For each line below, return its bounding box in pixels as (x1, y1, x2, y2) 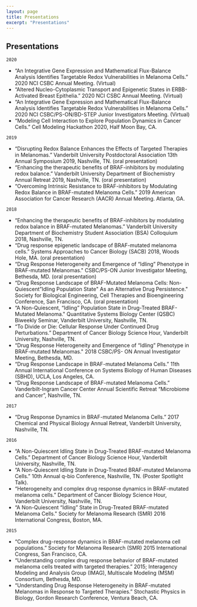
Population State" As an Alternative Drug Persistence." (56, 286, 188, 293)
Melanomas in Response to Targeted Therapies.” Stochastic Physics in (14, 588, 186, 595)
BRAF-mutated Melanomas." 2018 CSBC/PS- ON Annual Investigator (14, 348, 181, 355)
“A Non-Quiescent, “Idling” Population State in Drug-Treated (14, 304, 161, 312)
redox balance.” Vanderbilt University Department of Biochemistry (14, 170, 175, 177)
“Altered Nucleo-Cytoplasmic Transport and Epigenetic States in (14, 86, 171, 93)
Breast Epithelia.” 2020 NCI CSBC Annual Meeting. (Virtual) (39, 92, 183, 99)
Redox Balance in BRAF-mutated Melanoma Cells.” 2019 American (14, 189, 175, 196)
